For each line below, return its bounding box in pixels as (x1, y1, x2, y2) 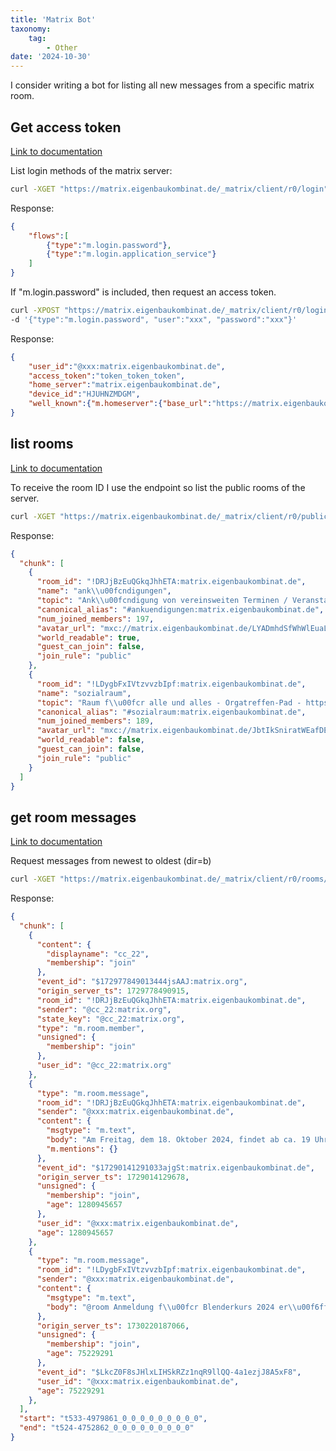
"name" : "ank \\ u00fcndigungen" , (36, 586, 172, 596)
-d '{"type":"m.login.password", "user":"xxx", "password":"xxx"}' (10, 314, 298, 325)
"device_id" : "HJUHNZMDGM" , (28, 389, 141, 400)
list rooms (10, 436, 74, 453)
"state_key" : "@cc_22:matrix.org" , (36, 1014, 186, 1024)
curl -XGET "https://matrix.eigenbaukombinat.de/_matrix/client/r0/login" (10, 184, 329, 194)
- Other (46, 42, 78, 53)
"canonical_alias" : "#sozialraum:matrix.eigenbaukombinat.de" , (36, 707, 307, 717)
